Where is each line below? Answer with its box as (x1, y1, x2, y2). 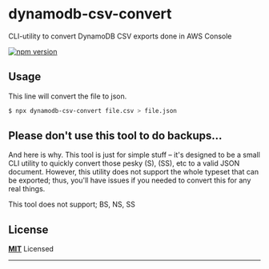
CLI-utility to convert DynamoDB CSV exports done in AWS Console (8, 31, 232, 41)
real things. (8, 184, 46, 194)
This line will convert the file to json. (8, 91, 127, 101)
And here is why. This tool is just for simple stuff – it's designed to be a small (8, 150, 260, 160)
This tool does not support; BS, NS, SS (8, 199, 136, 209)
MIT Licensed (8, 244, 54, 254)
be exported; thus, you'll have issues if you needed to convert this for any (8, 175, 251, 185)
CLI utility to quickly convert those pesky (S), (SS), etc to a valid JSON (8, 159, 240, 168)
